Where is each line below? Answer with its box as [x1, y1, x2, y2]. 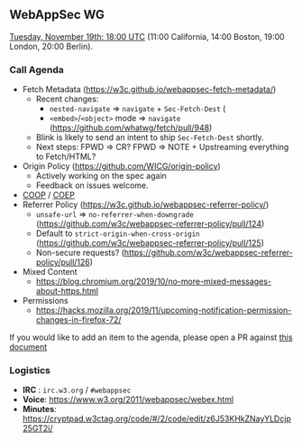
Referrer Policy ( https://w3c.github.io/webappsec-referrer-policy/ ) [22, 199, 270, 211]
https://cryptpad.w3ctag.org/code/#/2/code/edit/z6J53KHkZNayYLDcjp [22, 413, 291, 424]
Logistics [9, 364, 51, 377]
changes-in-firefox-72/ [35, 315, 122, 325]
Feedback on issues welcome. [35, 180, 149, 191]
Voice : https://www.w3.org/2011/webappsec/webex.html [22, 394, 234, 405]
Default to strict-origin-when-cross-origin [35, 228, 200, 239]
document [9, 342, 48, 353]
